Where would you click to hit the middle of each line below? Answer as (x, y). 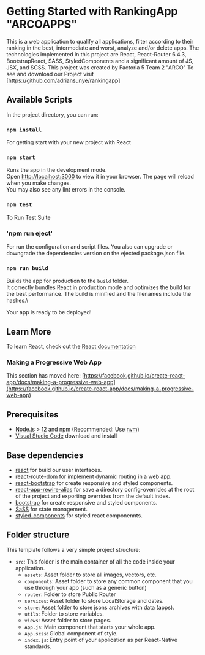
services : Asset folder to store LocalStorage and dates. (94, 600)
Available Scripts (39, 100)
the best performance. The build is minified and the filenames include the (99, 294)
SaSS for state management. (51, 509)
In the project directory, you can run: (52, 114)
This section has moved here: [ (45, 376)
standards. (38, 646)
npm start (21, 157)
